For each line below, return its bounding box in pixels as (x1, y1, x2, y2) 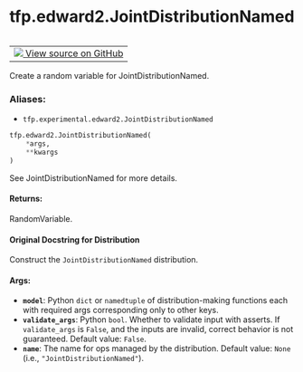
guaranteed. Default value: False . (22, 333, 147, 345)
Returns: (9, 193, 43, 205)
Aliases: (9, 92, 47, 105)
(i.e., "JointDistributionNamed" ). (22, 353, 145, 364)
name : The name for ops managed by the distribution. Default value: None (22, 343, 291, 354)
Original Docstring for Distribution (9, 234, 140, 245)
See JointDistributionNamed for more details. (9, 172, 178, 183)
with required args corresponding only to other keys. (22, 305, 219, 316)
